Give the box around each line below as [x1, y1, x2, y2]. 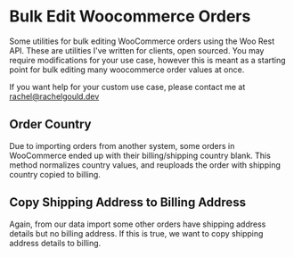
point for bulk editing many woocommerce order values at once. [9, 64, 245, 75]
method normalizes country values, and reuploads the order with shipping [9, 159, 281, 170]
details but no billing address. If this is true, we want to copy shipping [9, 228, 264, 238]
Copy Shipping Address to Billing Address [9, 195, 247, 211]
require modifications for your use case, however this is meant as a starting [9, 54, 287, 65]
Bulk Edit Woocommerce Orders [9, 6, 251, 27]
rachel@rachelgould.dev [9, 91, 100, 102]
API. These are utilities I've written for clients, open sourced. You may [9, 45, 265, 55]
